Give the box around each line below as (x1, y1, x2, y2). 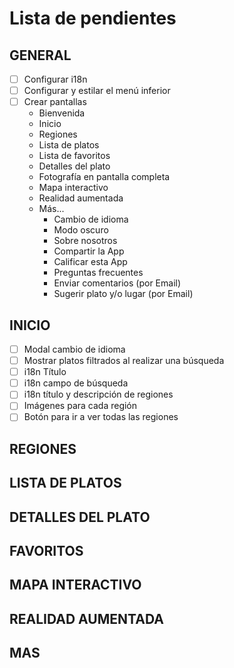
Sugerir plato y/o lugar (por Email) (53, 288, 194, 300)
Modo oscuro (53, 224, 109, 236)
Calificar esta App (53, 256, 128, 268)
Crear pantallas (23, 96, 87, 108)
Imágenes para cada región (23, 400, 138, 412)
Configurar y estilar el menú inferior (23, 85, 171, 97)
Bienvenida (38, 107, 86, 119)
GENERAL (9, 47, 72, 64)
